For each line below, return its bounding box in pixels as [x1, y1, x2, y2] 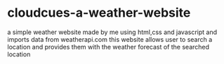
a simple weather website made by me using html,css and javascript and [7, 28, 218, 36]
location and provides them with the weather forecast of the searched [7, 42, 209, 51]
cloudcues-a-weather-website [7, 5, 191, 21]
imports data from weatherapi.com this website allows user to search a [7, 35, 213, 43]
